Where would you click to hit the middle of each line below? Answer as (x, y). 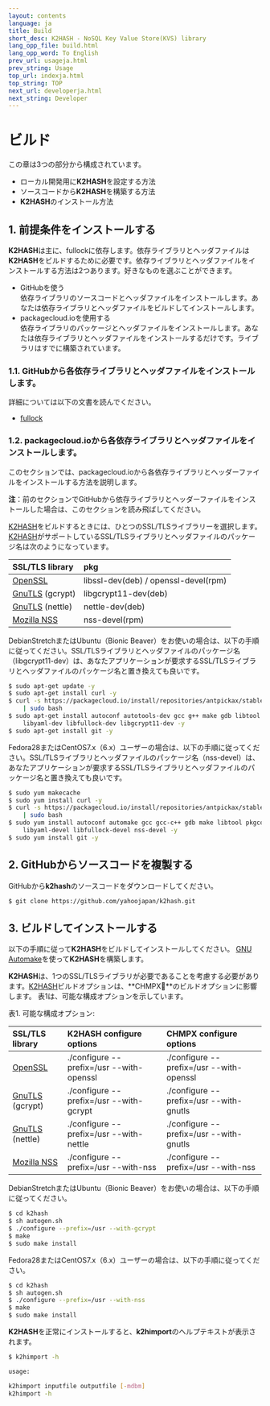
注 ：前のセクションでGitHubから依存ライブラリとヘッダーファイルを (122, 499)
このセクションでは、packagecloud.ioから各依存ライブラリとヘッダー (124, 471)
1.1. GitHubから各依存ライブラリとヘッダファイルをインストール (132, 371)
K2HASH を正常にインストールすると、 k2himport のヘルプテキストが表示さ (132, 1332)
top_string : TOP (35, 83)
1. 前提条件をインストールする (82, 229)
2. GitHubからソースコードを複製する (101, 865)
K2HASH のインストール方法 (67, 201)
